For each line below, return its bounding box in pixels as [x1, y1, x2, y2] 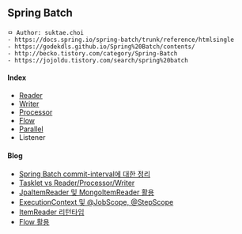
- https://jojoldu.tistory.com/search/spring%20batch [7, 56, 189, 64]
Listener [18, 133, 46, 142]
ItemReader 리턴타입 [18, 207, 85, 217]
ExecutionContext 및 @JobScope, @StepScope [18, 198, 174, 207]
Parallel [18, 124, 44, 134]
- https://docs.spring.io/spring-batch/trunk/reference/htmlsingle [7, 36, 235, 43]
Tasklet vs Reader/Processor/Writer [18, 178, 135, 188]
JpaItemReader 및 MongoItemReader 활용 [18, 187, 155, 197]
